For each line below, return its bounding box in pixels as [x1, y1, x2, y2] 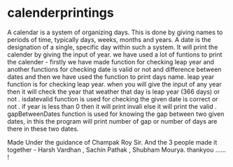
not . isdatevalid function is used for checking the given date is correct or [7, 94, 218, 103]
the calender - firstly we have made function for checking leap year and [7, 57, 215, 66]
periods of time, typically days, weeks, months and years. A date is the [7, 35, 211, 43]
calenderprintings [7, 5, 114, 21]
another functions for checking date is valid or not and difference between [7, 65, 222, 73]
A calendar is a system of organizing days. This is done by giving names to [7, 28, 223, 36]
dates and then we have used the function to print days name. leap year [7, 72, 215, 81]
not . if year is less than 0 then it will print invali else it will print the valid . [7, 102, 217, 110]
